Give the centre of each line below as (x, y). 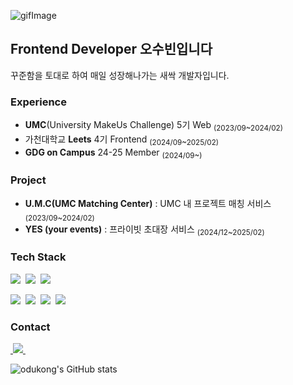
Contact (30, 327)
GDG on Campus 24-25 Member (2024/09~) (113, 153)
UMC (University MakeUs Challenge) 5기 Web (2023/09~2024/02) (153, 126)
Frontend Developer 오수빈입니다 (111, 49)
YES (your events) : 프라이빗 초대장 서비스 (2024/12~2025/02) (144, 230)
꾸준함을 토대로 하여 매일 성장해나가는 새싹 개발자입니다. (120, 75)
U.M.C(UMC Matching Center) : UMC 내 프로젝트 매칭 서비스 (148, 203)
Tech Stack (38, 257)
